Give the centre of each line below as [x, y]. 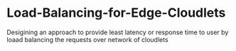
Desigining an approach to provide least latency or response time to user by [118, 32]
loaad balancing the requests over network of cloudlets [87, 39]
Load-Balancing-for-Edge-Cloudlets [116, 13]
